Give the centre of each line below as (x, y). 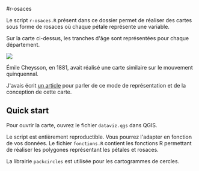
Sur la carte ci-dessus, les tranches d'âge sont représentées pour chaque (98, 38)
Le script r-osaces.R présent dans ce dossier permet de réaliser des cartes (99, 20)
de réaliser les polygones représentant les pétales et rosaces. (83, 149)
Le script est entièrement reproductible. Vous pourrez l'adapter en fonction (99, 137)
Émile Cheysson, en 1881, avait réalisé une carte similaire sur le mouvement (100, 67)
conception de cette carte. (39, 92)
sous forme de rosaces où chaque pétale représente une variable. (88, 27)
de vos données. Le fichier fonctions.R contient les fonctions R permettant (99, 143)
